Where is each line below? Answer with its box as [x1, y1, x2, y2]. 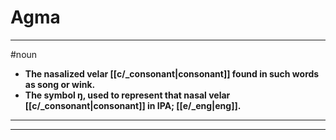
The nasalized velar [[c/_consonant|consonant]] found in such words [24, 67, 320, 80]
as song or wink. [24, 78, 96, 90]
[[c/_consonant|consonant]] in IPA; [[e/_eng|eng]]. [24, 99, 242, 111]
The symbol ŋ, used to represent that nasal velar [24, 89, 231, 101]
